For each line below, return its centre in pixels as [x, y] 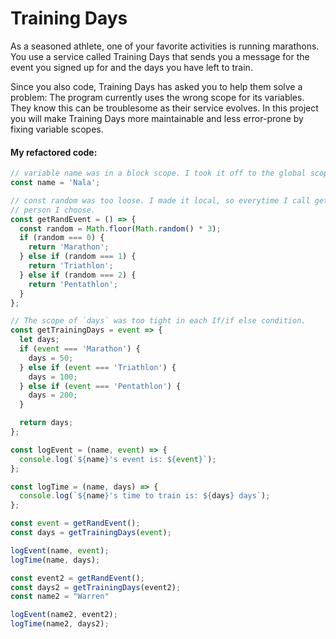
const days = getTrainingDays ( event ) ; [91, 533]
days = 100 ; [53, 377]
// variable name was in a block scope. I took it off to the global [158, 173]
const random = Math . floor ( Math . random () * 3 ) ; [120, 228]
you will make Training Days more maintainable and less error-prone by [157, 118]
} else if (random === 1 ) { [78, 257]
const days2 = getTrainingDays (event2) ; [96, 587]
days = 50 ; [51, 358]
